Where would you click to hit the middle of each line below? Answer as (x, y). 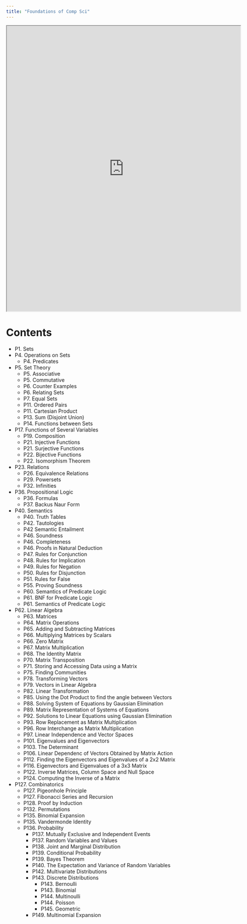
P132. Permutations (46, 809)
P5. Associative (42, 374)
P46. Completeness (47, 542)
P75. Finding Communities (55, 672)
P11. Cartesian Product (50, 411)
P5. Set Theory (32, 367)
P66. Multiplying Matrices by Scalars (67, 635)
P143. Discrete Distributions (65, 877)
